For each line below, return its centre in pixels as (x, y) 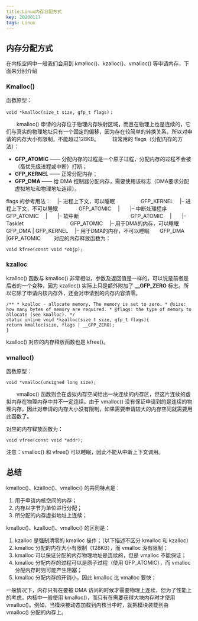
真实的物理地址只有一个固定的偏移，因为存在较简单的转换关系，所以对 (102, 132)
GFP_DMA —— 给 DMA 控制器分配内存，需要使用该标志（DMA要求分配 (102, 181)
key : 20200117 (24, 17)
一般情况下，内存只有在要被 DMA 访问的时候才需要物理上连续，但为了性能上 (99, 590)
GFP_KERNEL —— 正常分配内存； (56, 174)
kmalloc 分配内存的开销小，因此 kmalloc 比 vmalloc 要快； (85, 577)
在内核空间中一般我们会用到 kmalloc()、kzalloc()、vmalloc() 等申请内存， (95, 63)
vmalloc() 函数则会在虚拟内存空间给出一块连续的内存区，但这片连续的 (101, 394)
